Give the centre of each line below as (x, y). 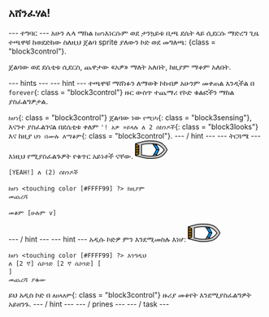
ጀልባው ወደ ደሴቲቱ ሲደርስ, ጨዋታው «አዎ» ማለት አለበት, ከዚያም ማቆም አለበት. (120, 66)
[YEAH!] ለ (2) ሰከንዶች (43, 172)
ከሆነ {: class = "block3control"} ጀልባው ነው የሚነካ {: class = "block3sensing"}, (130, 118)
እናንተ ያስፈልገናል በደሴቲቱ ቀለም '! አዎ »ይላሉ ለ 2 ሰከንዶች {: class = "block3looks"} (133, 126)
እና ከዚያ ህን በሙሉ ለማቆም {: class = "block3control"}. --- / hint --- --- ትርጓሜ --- (135, 135)
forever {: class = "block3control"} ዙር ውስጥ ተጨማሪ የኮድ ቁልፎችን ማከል (121, 92)
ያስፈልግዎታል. (28, 101)
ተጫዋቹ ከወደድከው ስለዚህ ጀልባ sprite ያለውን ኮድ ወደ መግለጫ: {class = (112, 42)
